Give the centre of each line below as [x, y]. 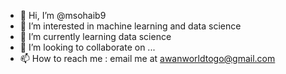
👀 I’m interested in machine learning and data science [130, 26]
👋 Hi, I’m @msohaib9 [63, 15]
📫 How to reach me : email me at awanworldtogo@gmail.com [147, 58]
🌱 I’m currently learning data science [95, 36]
